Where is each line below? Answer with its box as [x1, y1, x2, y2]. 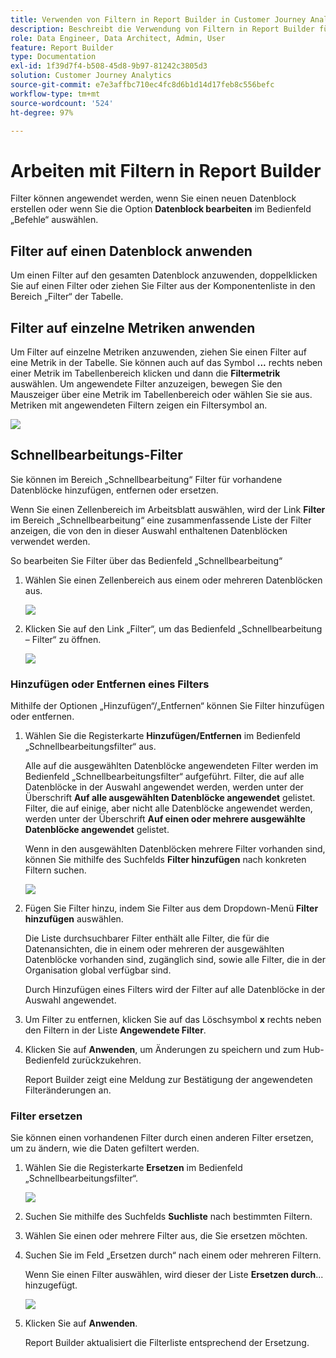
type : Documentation [10, 52, 97, 62]
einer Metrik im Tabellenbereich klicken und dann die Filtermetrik [10, 367, 281, 379]
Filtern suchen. [24, 864, 87, 876]
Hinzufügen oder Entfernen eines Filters [10, 677, 210, 691]
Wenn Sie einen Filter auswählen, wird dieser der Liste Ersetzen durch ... [24, 1269, 324, 1281]
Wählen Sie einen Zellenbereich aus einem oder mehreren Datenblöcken [24, 574, 323, 586]
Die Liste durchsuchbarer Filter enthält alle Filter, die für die [24, 932, 270, 945]
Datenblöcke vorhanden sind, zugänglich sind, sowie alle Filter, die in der [24, 954, 326, 966]
